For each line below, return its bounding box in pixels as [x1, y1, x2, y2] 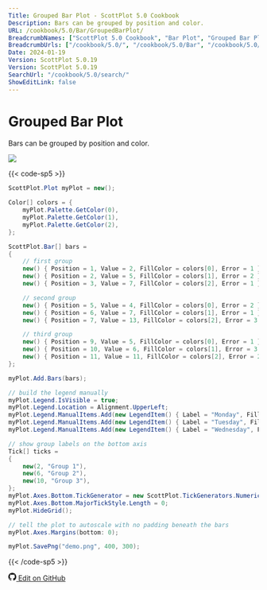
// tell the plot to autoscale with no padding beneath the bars [8, 521, 229, 529]
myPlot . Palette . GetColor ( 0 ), [22, 206, 119, 215]
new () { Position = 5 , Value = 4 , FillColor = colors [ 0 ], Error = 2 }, [22, 301, 265, 309]
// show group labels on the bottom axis [8, 440, 148, 448]
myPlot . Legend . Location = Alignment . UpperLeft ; [8, 403, 169, 412]
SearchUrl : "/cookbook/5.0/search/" [8, 71, 130, 79]
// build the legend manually [8, 389, 109, 397]
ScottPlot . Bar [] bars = [8, 243, 87, 250]
